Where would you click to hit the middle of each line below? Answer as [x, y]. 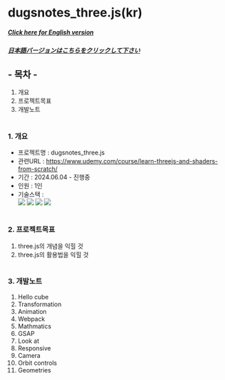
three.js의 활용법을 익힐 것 [53, 254]
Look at [29, 341]
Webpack [31, 319]
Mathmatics [34, 326]
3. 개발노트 [25, 281]
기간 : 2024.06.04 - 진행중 [54, 177]
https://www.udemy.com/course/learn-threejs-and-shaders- [132, 161]
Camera [29, 355]
